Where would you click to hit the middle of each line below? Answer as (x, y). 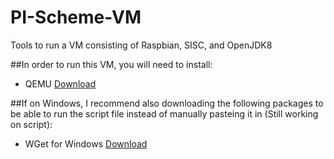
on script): (31, 124)
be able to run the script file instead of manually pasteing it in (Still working (164, 113)
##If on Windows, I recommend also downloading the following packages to (167, 103)
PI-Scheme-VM (76, 17)
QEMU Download (60, 83)
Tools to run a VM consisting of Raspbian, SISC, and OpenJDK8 (141, 45)
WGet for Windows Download (86, 143)
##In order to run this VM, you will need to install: (111, 64)
